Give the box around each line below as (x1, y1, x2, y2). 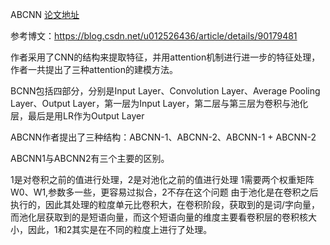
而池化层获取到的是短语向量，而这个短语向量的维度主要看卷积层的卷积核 (10, 211, 308, 223)
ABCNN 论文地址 (10, 9, 80, 20)
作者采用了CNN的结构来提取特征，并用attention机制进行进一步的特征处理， (10, 51, 321, 63)
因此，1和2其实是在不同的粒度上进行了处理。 (27, 224, 213, 235)
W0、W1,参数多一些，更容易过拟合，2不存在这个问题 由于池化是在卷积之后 (10, 186, 319, 198)
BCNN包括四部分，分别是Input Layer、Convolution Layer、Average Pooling (10, 85, 321, 97)
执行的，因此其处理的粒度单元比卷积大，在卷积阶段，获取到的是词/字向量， (10, 199, 321, 210)
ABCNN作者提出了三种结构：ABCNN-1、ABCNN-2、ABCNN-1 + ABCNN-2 (10, 131, 317, 143)
